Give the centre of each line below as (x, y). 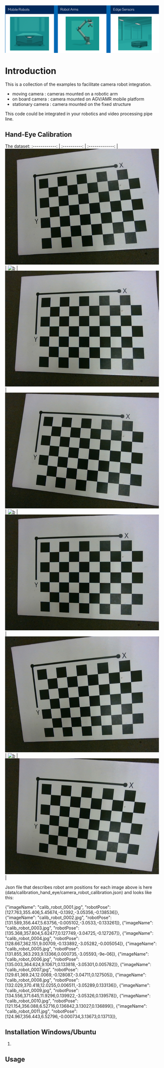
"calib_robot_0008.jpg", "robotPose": (42, 980)
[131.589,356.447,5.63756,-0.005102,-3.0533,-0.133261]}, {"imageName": (79, 923)
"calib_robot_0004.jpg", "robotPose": (42, 939)
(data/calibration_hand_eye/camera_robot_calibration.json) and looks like (79, 893)
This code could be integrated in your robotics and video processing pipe (79, 114)
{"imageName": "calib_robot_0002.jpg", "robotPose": (58, 918)
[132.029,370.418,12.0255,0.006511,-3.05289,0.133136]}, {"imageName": (78, 985)
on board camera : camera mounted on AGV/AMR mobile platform (78, 99)
